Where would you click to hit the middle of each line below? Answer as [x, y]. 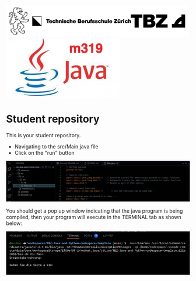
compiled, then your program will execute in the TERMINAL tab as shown [94, 217]
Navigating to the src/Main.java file [56, 146]
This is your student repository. [43, 135]
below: [14, 223]
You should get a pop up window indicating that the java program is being [94, 211]
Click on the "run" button [44, 152]
